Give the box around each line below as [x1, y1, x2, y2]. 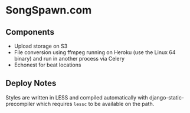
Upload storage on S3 [14, 42, 68, 49]
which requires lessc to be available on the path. [36, 100, 155, 107]
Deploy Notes [5, 78, 57, 88]
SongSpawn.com [5, 4, 92, 17]
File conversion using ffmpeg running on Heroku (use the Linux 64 [14, 49, 176, 56]
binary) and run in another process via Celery [14, 55, 125, 62]
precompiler [5, 100, 35, 107]
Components [5, 27, 54, 37]
